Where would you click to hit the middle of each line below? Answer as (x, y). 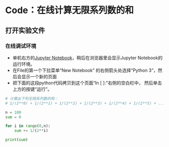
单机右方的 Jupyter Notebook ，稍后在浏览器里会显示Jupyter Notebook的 (87, 58)
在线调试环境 (21, 46)
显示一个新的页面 (39, 76)
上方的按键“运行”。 (32, 89)
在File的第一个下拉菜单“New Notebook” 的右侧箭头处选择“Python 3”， (85, 70)
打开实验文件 (25, 30)
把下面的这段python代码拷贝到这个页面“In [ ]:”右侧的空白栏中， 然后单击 (87, 83)
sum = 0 (13, 117)
